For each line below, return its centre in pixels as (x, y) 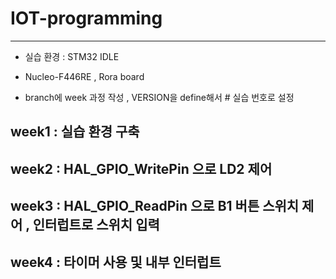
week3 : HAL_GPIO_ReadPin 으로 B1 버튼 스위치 (155, 206)
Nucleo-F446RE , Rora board (84, 76)
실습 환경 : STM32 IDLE (72, 56)
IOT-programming (86, 18)
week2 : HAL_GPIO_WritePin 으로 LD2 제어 (141, 168)
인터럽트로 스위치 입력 (96, 225)
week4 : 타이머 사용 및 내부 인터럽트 (116, 262)
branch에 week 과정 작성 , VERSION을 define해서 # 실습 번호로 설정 (159, 97)
